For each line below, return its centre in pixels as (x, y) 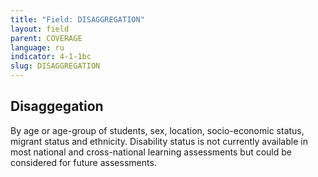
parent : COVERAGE (46, 38)
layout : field (40, 29)
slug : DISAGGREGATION (55, 66)
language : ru (37, 47)
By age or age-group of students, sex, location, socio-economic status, (157, 130)
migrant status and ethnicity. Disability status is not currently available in (159, 141)
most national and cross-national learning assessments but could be (151, 152)
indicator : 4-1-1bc (51, 57)
